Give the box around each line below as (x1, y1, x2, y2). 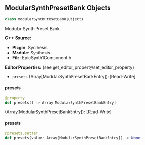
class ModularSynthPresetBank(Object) (5, 17, 84, 21)
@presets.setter (5, 131, 38, 136)
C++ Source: (5, 35, 32, 41)
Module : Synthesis (12, 50, 50, 55)
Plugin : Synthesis (12, 44, 48, 50)
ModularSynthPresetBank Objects (5, 4, 111, 12)
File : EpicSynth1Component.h (12, 54, 72, 60)
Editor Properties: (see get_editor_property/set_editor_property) (5, 64, 135, 70)
